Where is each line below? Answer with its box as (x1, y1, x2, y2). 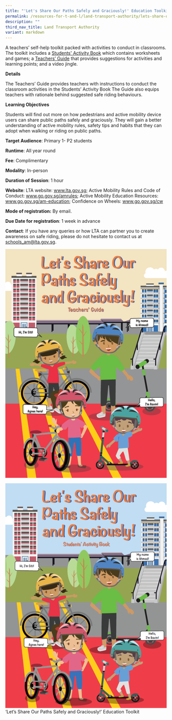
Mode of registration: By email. (5, 208, 72, 215)
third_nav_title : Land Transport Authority (5, 25, 100, 30)
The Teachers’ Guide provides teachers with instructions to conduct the (5, 81, 157, 87)
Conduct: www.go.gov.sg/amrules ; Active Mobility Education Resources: (5, 193, 159, 199)
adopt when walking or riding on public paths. (5, 128, 102, 134)
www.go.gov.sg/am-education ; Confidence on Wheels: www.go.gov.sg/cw (5, 198, 163, 204)
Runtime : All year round (5, 147, 56, 154)
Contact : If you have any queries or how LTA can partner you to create (5, 228, 155, 234)
